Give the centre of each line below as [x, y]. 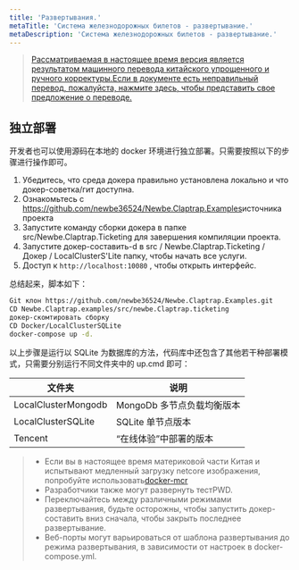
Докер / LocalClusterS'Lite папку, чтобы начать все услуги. [134, 256]
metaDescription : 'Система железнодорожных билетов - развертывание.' [143, 34]
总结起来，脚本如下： [48, 284]
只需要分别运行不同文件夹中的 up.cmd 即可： [107, 364]
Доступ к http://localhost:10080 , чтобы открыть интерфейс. [139, 265]
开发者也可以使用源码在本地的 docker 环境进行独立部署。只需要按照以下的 [145, 151]
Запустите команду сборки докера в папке [104, 228]
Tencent [31, 438]
